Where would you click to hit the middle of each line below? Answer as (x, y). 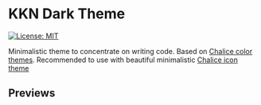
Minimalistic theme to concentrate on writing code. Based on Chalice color (130, 51)
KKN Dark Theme (67, 14)
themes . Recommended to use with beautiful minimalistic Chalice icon (123, 60)
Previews (32, 93)
